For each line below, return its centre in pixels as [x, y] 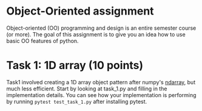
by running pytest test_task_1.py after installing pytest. [77, 101]
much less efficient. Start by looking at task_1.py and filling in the [87, 89]
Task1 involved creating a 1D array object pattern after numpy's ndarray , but [101, 82]
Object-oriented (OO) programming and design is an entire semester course [101, 28]
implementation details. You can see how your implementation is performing [101, 95]
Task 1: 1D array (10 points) [75, 66]
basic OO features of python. [42, 41]
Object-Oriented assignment [80, 11]
